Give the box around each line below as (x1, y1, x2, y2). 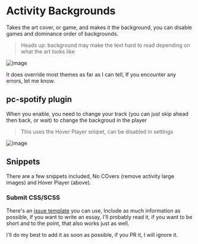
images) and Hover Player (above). (6, 179, 92, 186)
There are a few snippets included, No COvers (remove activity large (6, 172, 174, 179)
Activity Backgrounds (6, 4, 116, 18)
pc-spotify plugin (6, 94, 73, 104)
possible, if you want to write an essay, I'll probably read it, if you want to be (6, 213, 193, 220)
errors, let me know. (6, 77, 55, 84)
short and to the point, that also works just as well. (6, 220, 130, 227)
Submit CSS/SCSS (6, 194, 61, 202)
